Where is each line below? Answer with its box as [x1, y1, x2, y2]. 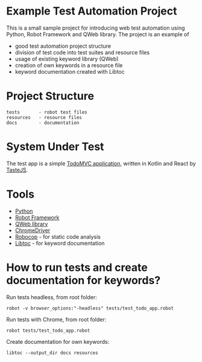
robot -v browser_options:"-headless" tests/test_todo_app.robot [6, 305, 174, 311]
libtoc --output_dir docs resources [6, 349, 98, 356]
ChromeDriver [14, 227, 51, 234]
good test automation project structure [14, 42, 112, 50]
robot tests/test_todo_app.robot [6, 328, 90, 334]
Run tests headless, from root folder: [6, 293, 98, 300]
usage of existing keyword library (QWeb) [14, 55, 119, 62]
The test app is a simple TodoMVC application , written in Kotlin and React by [6, 160, 196, 167]
